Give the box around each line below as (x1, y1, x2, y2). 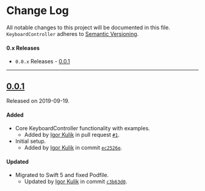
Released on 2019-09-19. (6, 97, 70, 104)
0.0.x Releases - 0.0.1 (15, 58, 70, 65)
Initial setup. (15, 137, 46, 145)
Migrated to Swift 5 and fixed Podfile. (15, 172, 109, 179)
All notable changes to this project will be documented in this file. (6, 24, 171, 31)
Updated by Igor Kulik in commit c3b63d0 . (24, 178, 128, 186)
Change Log (6, 4, 69, 18)
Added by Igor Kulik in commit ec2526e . (24, 144, 123, 151)
